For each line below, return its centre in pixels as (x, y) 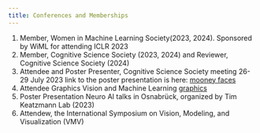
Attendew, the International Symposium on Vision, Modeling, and (124, 113)
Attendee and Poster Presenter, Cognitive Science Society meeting (128, 71)
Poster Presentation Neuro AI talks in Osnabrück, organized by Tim (128, 96)
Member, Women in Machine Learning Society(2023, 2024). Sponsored (136, 38)
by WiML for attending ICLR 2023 (74, 46)
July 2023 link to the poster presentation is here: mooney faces (133, 79)
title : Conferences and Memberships (68, 15)
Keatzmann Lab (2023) (57, 105)
